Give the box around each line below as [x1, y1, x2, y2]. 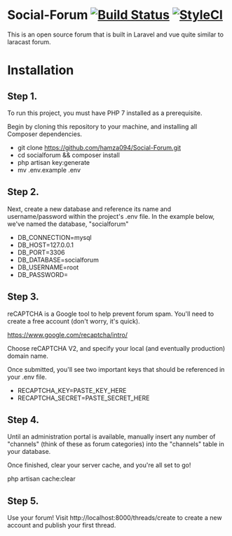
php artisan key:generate [17, 158, 90, 166]
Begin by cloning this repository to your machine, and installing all [7, 122, 198, 130]
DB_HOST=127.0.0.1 [17, 241, 74, 249]
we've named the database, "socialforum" [7, 220, 129, 228]
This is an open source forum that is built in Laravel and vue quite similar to [7, 30, 224, 39]
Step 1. [7, 90, 38, 102]
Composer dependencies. [7, 130, 83, 138]
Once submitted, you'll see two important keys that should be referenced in [7, 365, 225, 373]
